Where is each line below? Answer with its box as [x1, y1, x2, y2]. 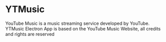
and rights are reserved [5, 31, 55, 37]
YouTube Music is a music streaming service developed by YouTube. [5, 20, 150, 26]
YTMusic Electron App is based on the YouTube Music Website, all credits [5, 25, 161, 31]
